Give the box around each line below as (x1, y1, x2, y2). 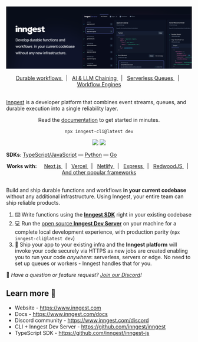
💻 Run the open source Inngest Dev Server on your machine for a (14, 220, 177, 227)
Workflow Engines (77, 80, 121, 88)
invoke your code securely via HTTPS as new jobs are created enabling (14, 247, 189, 254)
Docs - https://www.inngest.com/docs (14, 310, 108, 317)
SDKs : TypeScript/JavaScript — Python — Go (6, 151, 117, 158)
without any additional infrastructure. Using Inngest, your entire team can (6, 193, 184, 200)
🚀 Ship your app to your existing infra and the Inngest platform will (14, 241, 177, 248)
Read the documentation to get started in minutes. (38, 116, 160, 123)
